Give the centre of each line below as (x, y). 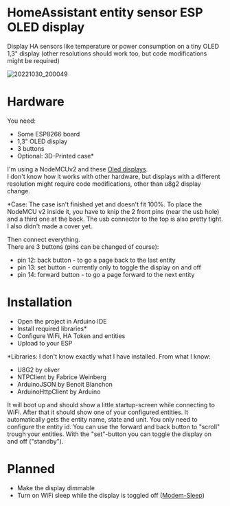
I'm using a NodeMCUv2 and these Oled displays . (78, 169)
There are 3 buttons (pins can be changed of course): (83, 246)
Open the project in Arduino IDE (62, 321)
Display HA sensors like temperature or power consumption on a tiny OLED (113, 46)
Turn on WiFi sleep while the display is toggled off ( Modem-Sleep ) (111, 495)
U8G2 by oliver (38, 370)
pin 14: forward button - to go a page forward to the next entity (106, 274)
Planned (31, 469)
